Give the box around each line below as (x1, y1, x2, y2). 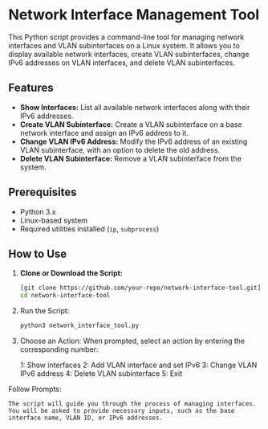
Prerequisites (8, 186, 77, 199)
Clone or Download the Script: (19, 268, 123, 278)
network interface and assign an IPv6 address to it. (19, 128, 189, 137)
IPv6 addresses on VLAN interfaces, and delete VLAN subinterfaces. (8, 58, 235, 67)
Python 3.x (19, 206, 56, 216)
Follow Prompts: (8, 384, 62, 394)
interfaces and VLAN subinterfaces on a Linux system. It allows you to (8, 40, 241, 50)
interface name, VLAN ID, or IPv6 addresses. (8, 414, 163, 422)
